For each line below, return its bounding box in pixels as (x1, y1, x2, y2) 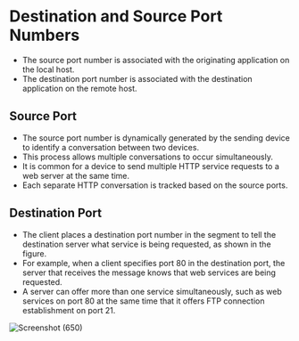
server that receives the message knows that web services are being (21, 267, 277, 278)
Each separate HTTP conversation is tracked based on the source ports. (21, 180, 288, 191)
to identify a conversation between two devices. (21, 142, 199, 152)
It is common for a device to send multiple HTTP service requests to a (21, 160, 279, 171)
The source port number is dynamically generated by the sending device (21, 132, 290, 143)
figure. (21, 248, 47, 259)
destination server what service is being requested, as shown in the (21, 239, 271, 249)
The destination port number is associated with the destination (21, 73, 253, 84)
